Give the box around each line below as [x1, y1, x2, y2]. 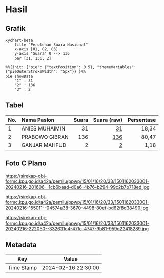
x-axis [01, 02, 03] [14, 47, 58, 52]
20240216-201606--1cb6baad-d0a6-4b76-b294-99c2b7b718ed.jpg [5, 183, 150, 190]
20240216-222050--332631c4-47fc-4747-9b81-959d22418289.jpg [5, 225, 149, 232]
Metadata [5, 240, 37, 249]
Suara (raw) [93, 116, 123, 123]
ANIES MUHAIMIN [21, 125, 66, 132]
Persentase [127, 116, 156, 123]
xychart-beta [5, 38, 33, 43]
